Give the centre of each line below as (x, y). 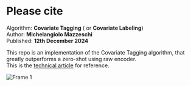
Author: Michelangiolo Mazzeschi (49, 34)
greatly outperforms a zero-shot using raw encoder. (71, 59)
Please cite (35, 11)
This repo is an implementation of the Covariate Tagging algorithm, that (95, 52)
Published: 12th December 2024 (47, 41)
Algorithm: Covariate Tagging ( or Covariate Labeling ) (75, 28)
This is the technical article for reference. (58, 65)
